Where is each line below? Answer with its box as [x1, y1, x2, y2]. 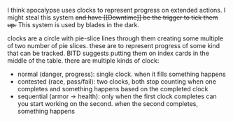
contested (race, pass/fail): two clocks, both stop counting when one [17, 77, 217, 86]
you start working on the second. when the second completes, [17, 100, 198, 107]
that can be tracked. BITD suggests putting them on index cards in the [7, 49, 210, 57]
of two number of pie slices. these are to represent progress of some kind [7, 42, 220, 49]
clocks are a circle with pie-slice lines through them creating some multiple [7, 34, 224, 43]
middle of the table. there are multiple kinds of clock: [7, 56, 160, 65]
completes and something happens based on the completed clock [17, 85, 209, 93]
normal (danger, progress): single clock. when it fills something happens [17, 70, 226, 78]
